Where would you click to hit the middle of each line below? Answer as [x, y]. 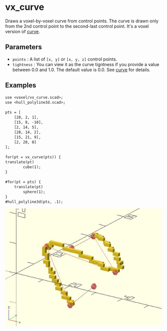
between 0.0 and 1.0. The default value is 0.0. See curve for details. [81, 70]
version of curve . [23, 31]
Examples [21, 85]
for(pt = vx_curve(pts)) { [33, 157]
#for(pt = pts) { [23, 182]
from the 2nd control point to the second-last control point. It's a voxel [77, 26]
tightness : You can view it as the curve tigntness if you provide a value [86, 64]
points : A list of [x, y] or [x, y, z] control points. [65, 59]
